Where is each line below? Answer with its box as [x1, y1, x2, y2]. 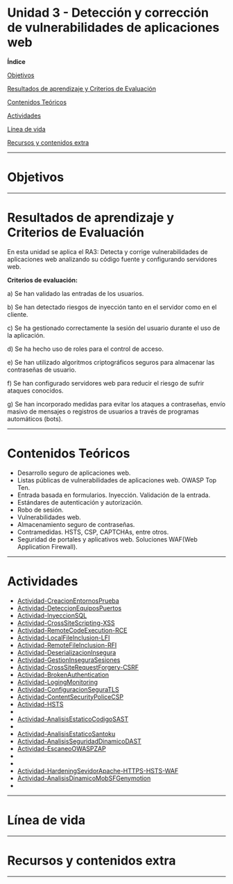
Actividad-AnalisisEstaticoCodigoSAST [17, 715, 129, 723]
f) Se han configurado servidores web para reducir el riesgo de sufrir [7, 379, 205, 387]
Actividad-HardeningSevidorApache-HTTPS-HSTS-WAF [17, 766, 179, 775]
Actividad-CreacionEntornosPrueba [17, 597, 119, 605]
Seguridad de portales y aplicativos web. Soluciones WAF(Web [17, 535, 198, 544]
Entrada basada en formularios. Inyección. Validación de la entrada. [17, 491, 211, 499]
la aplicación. [7, 331, 45, 339]
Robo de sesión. [17, 505, 64, 514]
